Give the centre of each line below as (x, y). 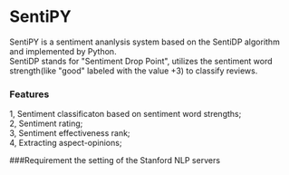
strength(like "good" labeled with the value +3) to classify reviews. (134, 71)
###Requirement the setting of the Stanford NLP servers (115, 160)
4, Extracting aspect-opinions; (66, 143)
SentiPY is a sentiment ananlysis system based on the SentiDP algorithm (145, 42)
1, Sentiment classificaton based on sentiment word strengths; (125, 114)
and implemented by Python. (63, 51)
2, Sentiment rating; (46, 123)
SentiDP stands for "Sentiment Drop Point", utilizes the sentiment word (141, 61)
